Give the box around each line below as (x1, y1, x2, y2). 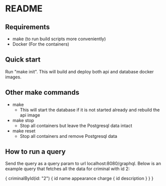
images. (5, 74, 21, 80)
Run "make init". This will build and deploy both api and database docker (5, 68, 154, 74)
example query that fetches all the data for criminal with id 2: (5, 166, 130, 172)
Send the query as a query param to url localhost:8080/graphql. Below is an (5, 161, 161, 167)
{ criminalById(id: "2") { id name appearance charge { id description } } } (5, 176, 154, 182)
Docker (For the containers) (12, 41, 70, 47)
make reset (12, 127, 36, 134)
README (5, 3, 43, 14)
